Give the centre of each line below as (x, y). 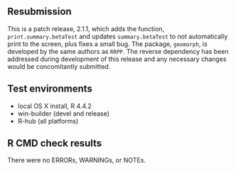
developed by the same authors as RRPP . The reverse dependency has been (118, 51)
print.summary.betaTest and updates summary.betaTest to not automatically (118, 36)
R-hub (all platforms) (48, 121)
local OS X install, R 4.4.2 (55, 106)
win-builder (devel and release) (64, 114)
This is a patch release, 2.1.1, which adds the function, (86, 28)
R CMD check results (55, 144)
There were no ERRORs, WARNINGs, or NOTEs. (76, 160)
